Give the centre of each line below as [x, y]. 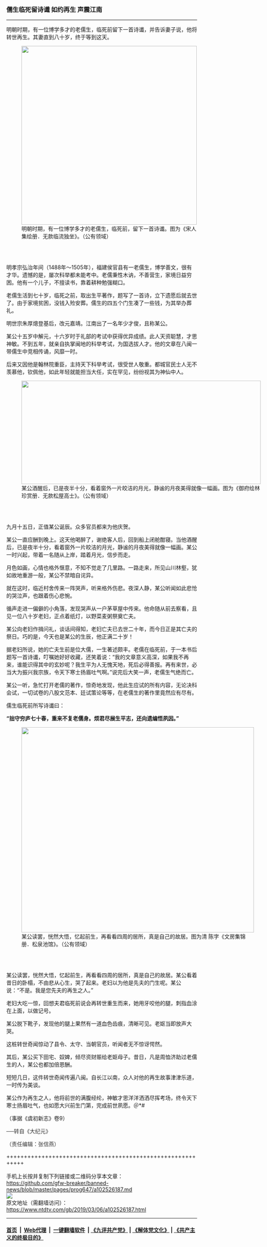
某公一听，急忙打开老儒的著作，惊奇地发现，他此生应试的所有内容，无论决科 [102, 685]
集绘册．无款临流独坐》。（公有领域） [67, 236]
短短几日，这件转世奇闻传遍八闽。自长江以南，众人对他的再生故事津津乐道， [102, 1077]
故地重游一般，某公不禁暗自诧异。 [54, 575]
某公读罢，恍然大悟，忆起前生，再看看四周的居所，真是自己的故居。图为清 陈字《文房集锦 [133, 937]
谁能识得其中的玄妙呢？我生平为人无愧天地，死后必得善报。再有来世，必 [107, 665]
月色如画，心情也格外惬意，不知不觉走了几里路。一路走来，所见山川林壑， [99, 568]
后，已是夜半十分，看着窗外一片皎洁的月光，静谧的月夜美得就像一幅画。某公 [102, 547]
